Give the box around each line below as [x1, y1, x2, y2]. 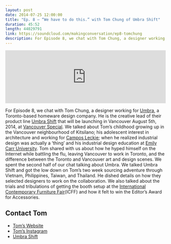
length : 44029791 [5, 27, 42, 32]
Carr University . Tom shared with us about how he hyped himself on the [5, 145, 156, 151]
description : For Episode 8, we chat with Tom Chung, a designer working [5, 36, 165, 41]
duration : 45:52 [5, 21, 40, 27]
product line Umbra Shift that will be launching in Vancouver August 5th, [5, 118, 157, 124]
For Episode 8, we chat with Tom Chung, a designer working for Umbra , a [5, 107, 159, 113]
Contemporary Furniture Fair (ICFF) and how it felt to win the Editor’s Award [5, 188, 162, 194]
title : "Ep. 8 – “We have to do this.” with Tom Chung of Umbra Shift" [5, 17, 160, 22]
